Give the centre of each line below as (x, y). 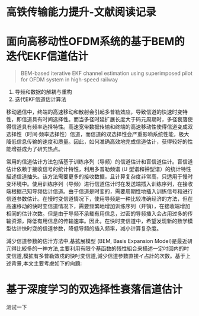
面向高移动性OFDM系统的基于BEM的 (95, 42)
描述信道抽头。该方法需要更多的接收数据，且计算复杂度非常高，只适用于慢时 (99, 176)
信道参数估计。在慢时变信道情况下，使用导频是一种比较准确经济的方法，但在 (99, 199)
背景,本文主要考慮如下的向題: (46, 263)
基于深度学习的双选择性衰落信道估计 (94, 290)
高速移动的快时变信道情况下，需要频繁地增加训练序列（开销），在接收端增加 (98, 206)
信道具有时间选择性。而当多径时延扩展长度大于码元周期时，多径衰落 (105, 119)
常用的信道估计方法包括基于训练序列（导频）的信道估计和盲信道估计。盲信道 (99, 162)
